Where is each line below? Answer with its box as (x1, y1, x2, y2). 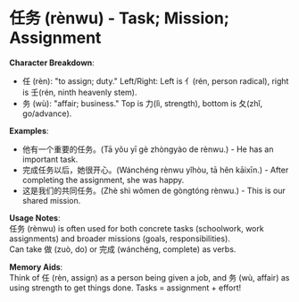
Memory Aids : (9, 261, 63, 273)
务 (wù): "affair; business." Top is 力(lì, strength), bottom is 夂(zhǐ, (21, 97, 263, 108)
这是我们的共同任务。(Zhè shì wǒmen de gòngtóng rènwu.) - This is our (21, 185, 286, 196)
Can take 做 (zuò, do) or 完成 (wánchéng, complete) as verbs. (9, 243, 237, 255)
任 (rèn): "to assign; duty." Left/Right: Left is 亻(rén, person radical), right (21, 75, 289, 86)
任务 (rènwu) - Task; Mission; (9, 8, 230, 29)
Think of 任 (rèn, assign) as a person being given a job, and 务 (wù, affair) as (9, 272, 290, 282)
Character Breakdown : (9, 57, 96, 68)
